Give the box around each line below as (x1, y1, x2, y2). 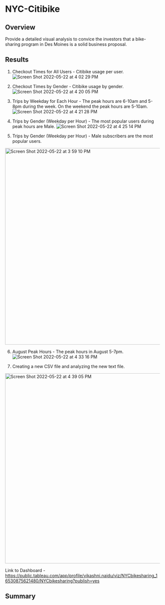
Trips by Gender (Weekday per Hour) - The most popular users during (12, 118, 154, 124)
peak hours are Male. (12, 123, 55, 129)
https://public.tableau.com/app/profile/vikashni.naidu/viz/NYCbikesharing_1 (5, 573, 158, 578)
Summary (5, 592, 36, 601)
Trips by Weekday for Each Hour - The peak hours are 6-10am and (12, 98, 147, 104)
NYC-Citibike (5, 3, 60, 15)
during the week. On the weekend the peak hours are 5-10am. (23, 103, 148, 109)
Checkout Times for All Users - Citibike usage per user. (12, 68, 124, 74)
